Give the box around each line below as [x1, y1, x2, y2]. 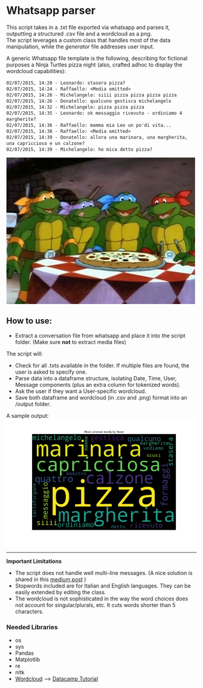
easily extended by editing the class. [14, 588, 106, 596]
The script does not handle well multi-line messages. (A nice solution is [14, 569, 193, 576]
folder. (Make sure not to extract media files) [14, 338, 127, 345]
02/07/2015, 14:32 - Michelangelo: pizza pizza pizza [6, 104, 145, 110]
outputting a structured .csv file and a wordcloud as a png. [6, 30, 152, 37]
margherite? [6, 116, 36, 122]
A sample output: [6, 412, 49, 419]
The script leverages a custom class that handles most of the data [6, 36, 171, 44]
